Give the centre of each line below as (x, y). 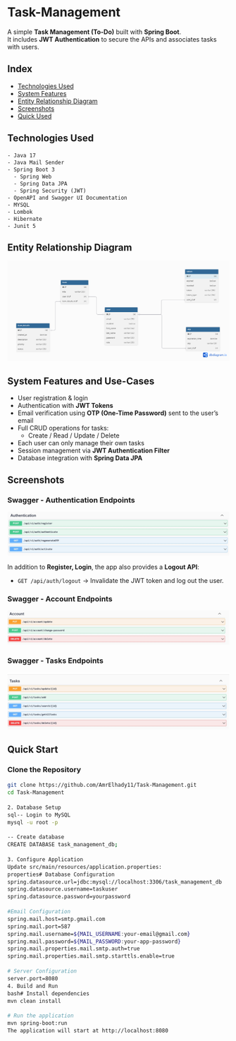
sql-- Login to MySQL (39, 815)
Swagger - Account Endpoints (60, 599)
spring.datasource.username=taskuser (63, 889)
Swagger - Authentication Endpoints (71, 500)
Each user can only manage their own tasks (81, 443)
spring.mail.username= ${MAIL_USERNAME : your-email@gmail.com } (99, 934)
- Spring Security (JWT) (50, 191)
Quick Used (35, 116)
